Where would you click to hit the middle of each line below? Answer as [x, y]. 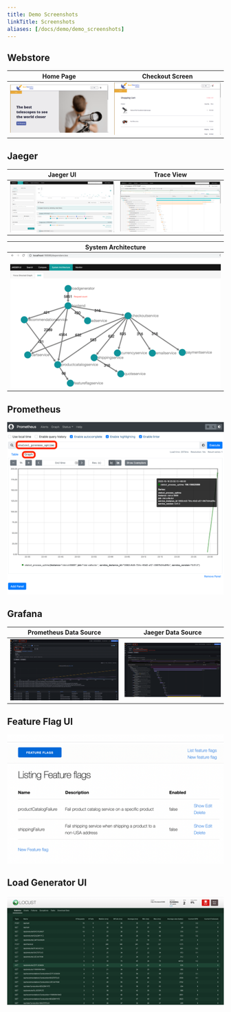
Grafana [25, 614]
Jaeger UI [62, 175]
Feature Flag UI [40, 722]
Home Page [59, 76]
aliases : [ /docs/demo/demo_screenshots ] [66, 29]
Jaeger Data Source [173, 633]
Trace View [170, 175]
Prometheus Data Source [64, 633]
